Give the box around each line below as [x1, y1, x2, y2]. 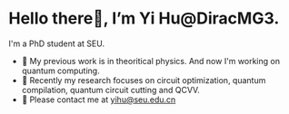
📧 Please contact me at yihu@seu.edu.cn [21, 94, 176, 105]
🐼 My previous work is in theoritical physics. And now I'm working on [21, 55, 281, 66]
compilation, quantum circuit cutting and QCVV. [21, 84, 201, 95]
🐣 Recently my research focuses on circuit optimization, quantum [21, 74, 266, 85]
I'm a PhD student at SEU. [8, 38, 105, 49]
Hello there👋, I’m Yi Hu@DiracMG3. [8, 8, 280, 29]
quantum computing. [21, 65, 101, 76]
